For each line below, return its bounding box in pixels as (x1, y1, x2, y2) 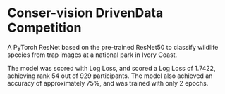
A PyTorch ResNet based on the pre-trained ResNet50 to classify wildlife (7, 43, 219, 51)
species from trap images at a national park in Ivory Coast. (7, 51, 178, 59)
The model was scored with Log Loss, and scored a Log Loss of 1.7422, (7, 64, 216, 72)
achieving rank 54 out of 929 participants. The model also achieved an (7, 72, 213, 80)
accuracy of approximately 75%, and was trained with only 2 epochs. (7, 79, 209, 87)
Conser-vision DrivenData (7, 5, 164, 21)
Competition (7, 20, 83, 36)
